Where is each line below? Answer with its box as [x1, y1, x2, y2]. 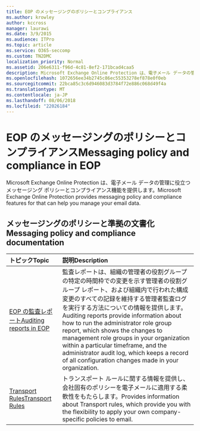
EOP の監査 [9, 307, 41, 316]
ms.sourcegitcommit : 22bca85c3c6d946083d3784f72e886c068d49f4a [6, 81, 167, 87]
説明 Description [62, 256, 108, 264]
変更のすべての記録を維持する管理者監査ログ [62, 295, 187, 303]
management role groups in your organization [62, 334, 190, 342]
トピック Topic [9, 256, 49, 264]
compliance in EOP [6, 159, 101, 172]
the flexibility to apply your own [62, 408, 150, 416]
